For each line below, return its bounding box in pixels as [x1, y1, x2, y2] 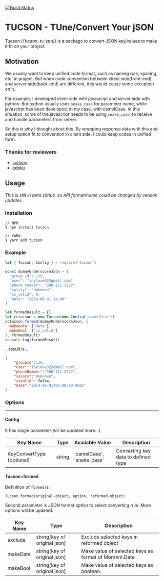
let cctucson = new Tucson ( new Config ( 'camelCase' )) [5, 314, 115, 320]
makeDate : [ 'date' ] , [9, 324, 51, 328]
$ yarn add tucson [5, 238, 42, 243]
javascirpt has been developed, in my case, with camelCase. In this [5, 106, 140, 112]
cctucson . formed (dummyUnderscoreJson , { [5, 319, 89, 324]
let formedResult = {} [5, 310, 51, 315]
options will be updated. [5, 507, 54, 513]
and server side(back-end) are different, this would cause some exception [5, 81, 154, 87]
